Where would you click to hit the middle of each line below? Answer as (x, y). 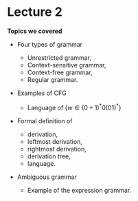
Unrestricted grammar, (59, 57)
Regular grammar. (53, 79)
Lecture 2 (35, 12)
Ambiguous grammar (47, 177)
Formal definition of (45, 120)
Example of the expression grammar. (79, 190)
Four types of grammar (50, 44)
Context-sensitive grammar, (67, 65)
